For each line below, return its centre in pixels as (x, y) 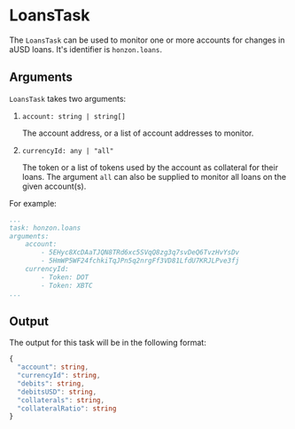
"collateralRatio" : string (67, 409)
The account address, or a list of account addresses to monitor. (138, 133)
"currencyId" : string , (59, 376)
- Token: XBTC (67, 285)
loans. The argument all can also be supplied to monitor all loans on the (154, 176)
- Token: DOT (65, 277)
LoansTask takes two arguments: (68, 98)
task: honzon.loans (45, 228)
